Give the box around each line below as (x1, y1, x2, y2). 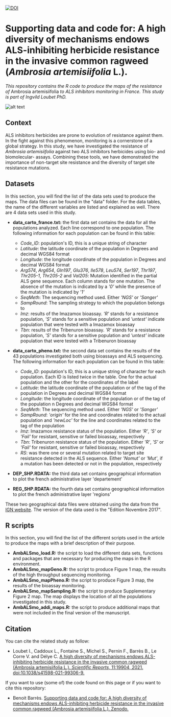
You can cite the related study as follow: (5, 638, 90, 644)
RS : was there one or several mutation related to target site (20, 449, 144, 456)
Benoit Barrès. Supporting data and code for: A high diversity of (12, 695, 147, 701)
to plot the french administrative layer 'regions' (12, 491, 111, 497)
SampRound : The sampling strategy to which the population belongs (20, 299, 165, 306)
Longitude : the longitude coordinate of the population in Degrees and (20, 256, 166, 262)
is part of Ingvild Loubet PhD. (5, 93, 67, 100)
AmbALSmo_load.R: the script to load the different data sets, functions (12, 550, 163, 556)
